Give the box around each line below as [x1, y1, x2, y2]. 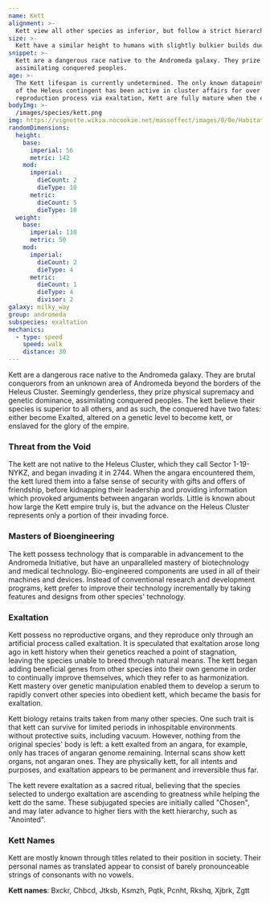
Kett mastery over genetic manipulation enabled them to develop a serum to [8, 680, 260, 691]
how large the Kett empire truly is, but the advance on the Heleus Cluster [8, 502, 249, 512]
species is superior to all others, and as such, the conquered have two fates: [8, 404, 261, 414]
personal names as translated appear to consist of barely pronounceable [8, 861, 249, 872]
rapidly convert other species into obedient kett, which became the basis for [8, 689, 261, 699]
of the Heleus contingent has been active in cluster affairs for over [15, 86, 261, 95]
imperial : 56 [29, 146, 74, 154]
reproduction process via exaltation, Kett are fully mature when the [15, 94, 257, 102]
